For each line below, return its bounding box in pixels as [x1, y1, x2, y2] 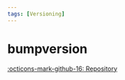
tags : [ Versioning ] [7, 10, 65, 18]
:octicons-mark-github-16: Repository [7, 64, 118, 73]
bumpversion [7, 40, 88, 57]
